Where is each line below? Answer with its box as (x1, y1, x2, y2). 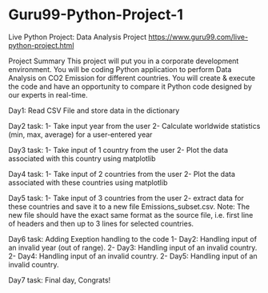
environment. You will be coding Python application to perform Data (8, 64, 232, 74)
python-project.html (8, 40, 74, 50)
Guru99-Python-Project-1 (8, 6, 184, 24)
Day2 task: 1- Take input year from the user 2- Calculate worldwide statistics (8, 121, 261, 130)
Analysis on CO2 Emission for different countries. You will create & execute (8, 73, 256, 82)
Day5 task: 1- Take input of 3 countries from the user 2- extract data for (8, 193, 244, 203)
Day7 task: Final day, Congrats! (8, 275, 111, 285)
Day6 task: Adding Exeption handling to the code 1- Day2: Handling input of (8, 234, 258, 243)
